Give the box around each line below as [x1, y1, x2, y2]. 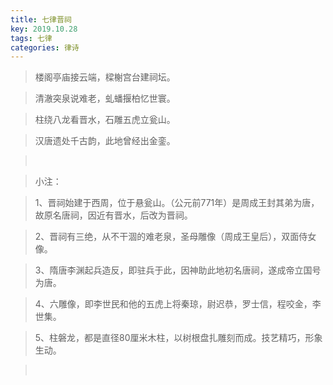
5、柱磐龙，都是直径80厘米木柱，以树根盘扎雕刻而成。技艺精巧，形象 [34, 332, 323, 344]
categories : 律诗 [10, 42, 80, 53]
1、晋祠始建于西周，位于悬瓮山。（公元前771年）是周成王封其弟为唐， [34, 197, 320, 209]
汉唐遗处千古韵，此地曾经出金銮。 [34, 135, 176, 147]
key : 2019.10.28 [10, 24, 78, 34]
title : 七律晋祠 [10, 14, 72, 25]
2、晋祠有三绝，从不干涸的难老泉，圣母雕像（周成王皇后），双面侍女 [34, 231, 317, 243]
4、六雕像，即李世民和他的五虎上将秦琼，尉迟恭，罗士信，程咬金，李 [34, 298, 322, 310]
